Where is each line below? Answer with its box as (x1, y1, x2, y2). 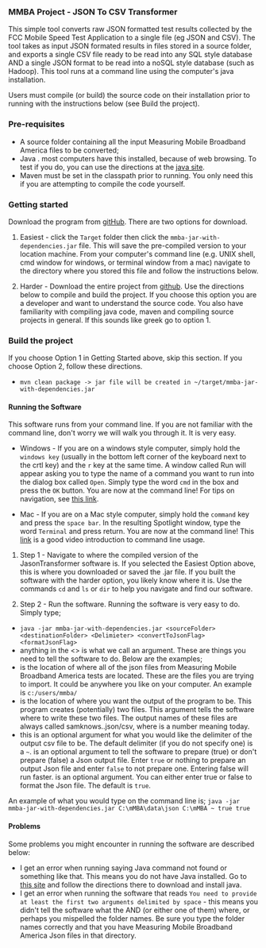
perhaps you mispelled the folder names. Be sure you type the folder (19, 913, 245, 923)
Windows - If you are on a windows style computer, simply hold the (19, 443, 241, 453)
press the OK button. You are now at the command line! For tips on (19, 486, 235, 495)
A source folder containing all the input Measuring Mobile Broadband (19, 137, 246, 146)
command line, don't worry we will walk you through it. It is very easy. (8, 428, 237, 438)
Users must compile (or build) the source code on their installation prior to (8, 91, 250, 100)
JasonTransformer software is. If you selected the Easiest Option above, (19, 559, 256, 568)
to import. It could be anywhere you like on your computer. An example (19, 679, 253, 689)
